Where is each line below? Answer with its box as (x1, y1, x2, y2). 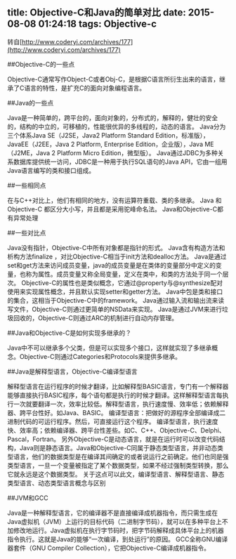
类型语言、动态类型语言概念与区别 (7, 478, 106, 487)
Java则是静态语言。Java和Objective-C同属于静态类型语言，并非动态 (19, 443, 218, 452)
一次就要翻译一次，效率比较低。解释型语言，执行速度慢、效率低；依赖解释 (13, 400, 229, 408)
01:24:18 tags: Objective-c (38, 18, 157, 30)
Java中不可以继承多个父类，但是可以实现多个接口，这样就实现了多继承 (7, 343, 212, 352)
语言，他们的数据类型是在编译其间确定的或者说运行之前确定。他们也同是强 (13, 452, 229, 461)
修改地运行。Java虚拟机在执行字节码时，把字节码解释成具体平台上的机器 (13, 526, 225, 534)
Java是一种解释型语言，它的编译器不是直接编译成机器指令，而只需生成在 (7, 508, 218, 517)
